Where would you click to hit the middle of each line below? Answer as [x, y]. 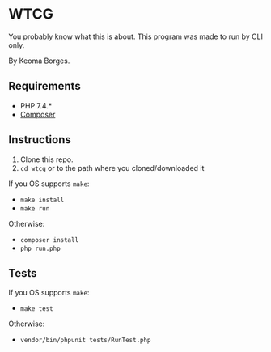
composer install [49, 240]
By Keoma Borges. [39, 61]
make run [35, 208]
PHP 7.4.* [36, 105]
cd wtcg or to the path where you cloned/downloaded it [112, 168]
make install [42, 200]
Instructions [40, 140]
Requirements [44, 86]
